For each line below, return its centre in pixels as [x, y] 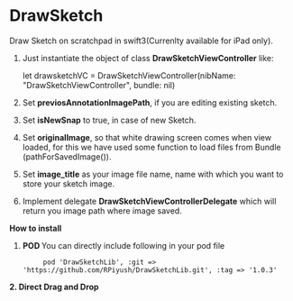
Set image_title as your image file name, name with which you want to [153, 174]
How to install [36, 228]
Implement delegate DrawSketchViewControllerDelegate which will [149, 201]
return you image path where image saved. [102, 210]
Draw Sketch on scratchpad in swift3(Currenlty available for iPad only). [141, 41]
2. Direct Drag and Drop [54, 287]
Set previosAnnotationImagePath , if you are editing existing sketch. [150, 102]
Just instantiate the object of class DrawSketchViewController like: [148, 58]
